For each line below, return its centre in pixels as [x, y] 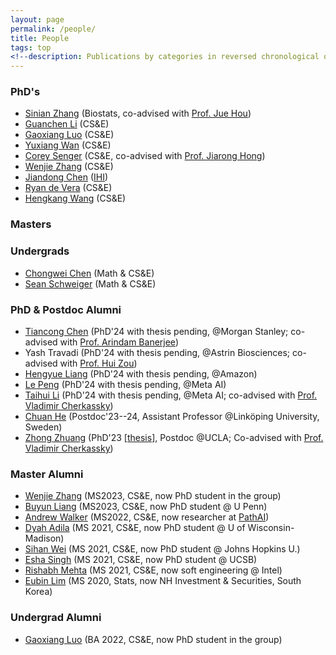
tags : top [31, 47]
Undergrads [40, 251]
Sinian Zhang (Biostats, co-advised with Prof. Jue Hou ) [138, 113]
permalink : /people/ [53, 29]
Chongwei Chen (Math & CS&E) [89, 273]
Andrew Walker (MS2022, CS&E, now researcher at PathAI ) [147, 517]
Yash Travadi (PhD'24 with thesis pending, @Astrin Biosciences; [157, 352]
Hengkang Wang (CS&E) [75, 198]
